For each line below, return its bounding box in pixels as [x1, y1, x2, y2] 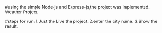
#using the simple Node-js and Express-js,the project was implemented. [5, 4, 150, 10]
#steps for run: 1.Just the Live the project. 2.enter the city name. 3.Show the [5, 19, 158, 24]
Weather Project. [5, 9, 39, 15]
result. [5, 23, 18, 29]
